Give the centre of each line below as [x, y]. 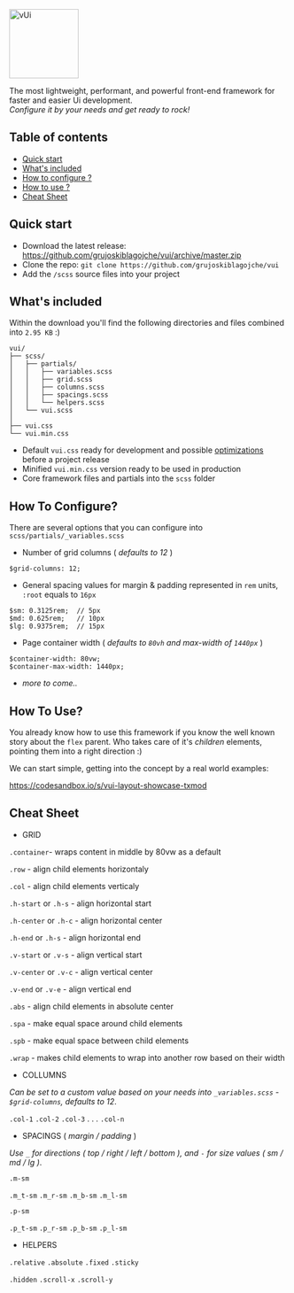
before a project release [66, 460]
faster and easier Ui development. [71, 100]
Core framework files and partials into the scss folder [118, 478]
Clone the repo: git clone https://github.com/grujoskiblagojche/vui [151, 264]
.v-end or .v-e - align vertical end [70, 989]
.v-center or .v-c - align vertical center [81, 972]
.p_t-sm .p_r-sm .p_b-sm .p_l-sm [68, 1228]
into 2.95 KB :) [35, 332]
